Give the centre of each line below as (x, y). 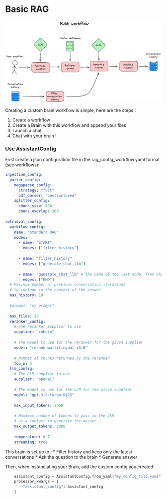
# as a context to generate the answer (55, 421)
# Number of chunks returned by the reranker (62, 358)
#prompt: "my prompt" (32, 305)
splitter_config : (32, 201)
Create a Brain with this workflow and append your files (69, 125)
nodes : (21, 237)
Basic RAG (27, 9)
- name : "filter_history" (45, 259)
